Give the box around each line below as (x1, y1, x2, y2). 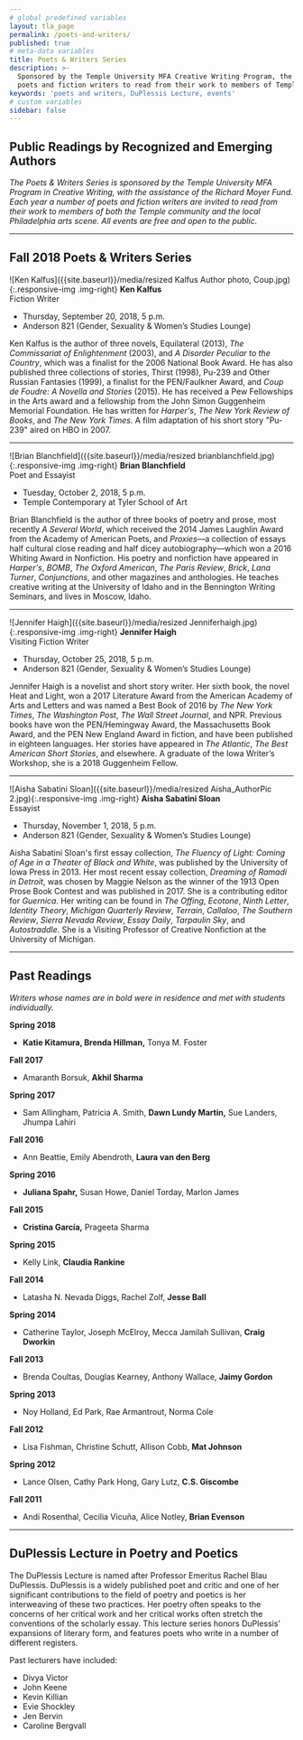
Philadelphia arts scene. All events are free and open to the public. (9, 216, 258, 227)
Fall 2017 (9, 1054, 43, 1065)
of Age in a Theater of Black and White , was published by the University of (9, 856, 289, 867)
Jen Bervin (22, 1710, 63, 1721)
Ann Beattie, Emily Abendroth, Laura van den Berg (22, 1151, 210, 1162)
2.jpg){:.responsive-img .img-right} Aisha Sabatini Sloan (9, 792, 221, 804)
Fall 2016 (9, 1134, 44, 1145)
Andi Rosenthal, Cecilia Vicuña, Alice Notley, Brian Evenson (22, 1511, 245, 1522)
